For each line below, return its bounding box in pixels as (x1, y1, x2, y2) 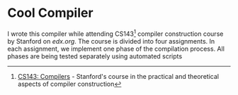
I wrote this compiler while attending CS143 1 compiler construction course (7, 28, 224, 38)
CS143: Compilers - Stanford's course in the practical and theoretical (17, 72, 220, 80)
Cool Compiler (7, 5, 93, 21)
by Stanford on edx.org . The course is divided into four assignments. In (7, 37, 215, 45)
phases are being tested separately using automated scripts (7, 51, 183, 61)
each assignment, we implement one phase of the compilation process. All (7, 44, 225, 53)
